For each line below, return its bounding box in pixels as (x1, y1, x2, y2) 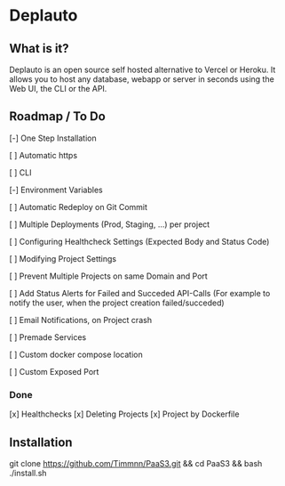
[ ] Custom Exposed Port (9, 366, 99, 377)
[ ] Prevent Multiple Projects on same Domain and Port (9, 271, 209, 281)
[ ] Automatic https (9, 150, 78, 160)
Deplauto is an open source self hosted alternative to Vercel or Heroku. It (9, 64, 276, 75)
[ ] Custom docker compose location (9, 349, 144, 360)
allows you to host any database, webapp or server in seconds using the (9, 74, 275, 85)
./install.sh (9, 467, 47, 478)
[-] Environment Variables (9, 184, 104, 195)
